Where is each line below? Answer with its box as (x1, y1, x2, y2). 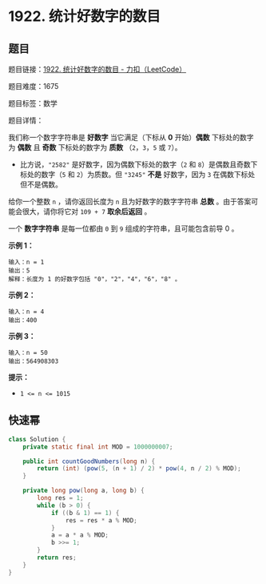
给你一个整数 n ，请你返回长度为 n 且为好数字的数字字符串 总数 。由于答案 (8, 197, 252, 206)
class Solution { (8, 435, 66, 443)
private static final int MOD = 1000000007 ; (22, 442, 173, 451)
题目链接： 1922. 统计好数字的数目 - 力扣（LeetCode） (8, 65, 186, 74)
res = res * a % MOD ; (65, 516, 137, 525)
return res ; (37, 554, 77, 562)
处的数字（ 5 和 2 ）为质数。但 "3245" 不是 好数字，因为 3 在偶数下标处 (26, 170, 256, 179)
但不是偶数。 (19, 179, 62, 189)
